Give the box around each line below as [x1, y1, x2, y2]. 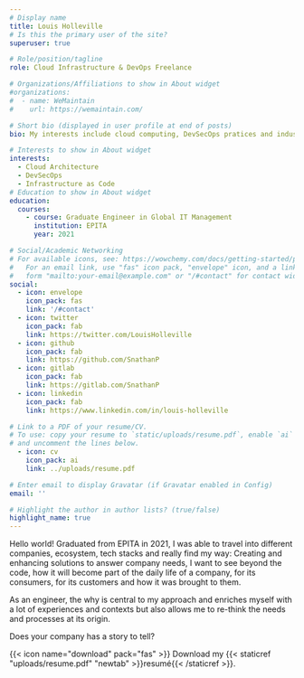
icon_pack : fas [25, 297, 83, 306]
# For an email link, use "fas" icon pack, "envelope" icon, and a [9, 263, 278, 272]
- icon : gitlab [17, 363, 75, 373]
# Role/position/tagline [9, 55, 103, 64]
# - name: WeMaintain [9, 96, 95, 105]
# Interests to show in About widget [9, 146, 152, 155]
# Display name [9, 13, 67, 23]
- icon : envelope [17, 288, 83, 297]
